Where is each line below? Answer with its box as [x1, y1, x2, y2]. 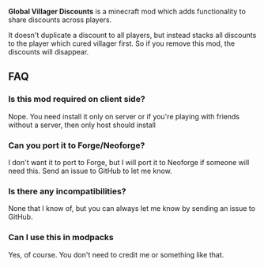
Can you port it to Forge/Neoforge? [8, 140, 145, 151]
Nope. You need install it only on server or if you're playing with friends [8, 111, 239, 121]
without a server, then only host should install [8, 120, 157, 130]
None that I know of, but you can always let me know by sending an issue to [8, 204, 255, 213]
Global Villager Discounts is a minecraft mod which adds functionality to [8, 7, 247, 16]
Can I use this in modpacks [8, 232, 114, 243]
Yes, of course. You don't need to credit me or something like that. [8, 250, 224, 259]
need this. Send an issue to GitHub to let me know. [8, 166, 172, 175]
